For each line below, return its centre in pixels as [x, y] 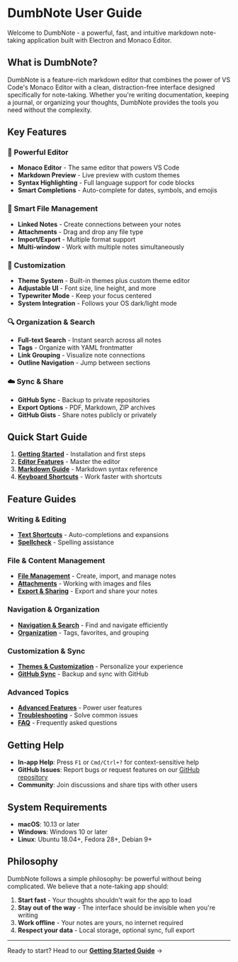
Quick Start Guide [47, 437]
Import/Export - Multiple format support [76, 239]
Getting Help [36, 745]
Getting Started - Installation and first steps [81, 454]
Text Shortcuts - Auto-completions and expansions [93, 535]
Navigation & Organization [53, 609]
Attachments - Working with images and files [84, 584]
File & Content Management [56, 560]
